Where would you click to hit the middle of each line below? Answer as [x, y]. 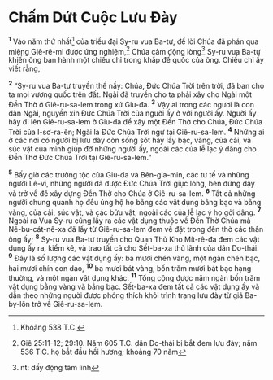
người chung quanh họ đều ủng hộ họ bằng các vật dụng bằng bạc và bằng [135, 202]
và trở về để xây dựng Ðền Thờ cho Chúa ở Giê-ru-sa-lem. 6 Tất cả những [132, 193]
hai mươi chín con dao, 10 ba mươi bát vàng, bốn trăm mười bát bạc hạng [130, 267]
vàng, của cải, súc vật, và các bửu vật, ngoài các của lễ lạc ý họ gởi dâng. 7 [135, 212]
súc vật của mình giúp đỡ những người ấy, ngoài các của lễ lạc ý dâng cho [133, 149]
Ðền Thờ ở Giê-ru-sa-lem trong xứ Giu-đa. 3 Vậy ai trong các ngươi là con [131, 103]
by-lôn [19, 304]
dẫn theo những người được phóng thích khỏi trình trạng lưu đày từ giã [126, 295]
